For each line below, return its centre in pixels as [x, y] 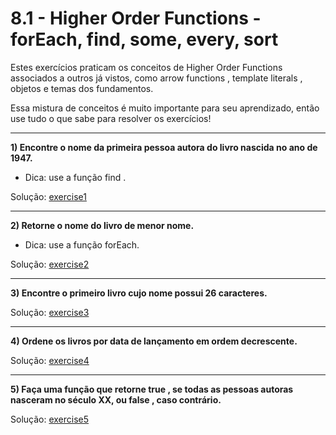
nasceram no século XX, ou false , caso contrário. [116, 399]
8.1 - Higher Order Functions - [136, 18]
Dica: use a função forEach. [82, 244]
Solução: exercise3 [50, 312]
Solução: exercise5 [50, 419]
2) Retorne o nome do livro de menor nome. [102, 225]
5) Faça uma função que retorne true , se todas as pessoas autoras [152, 389]
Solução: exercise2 [50, 264]
